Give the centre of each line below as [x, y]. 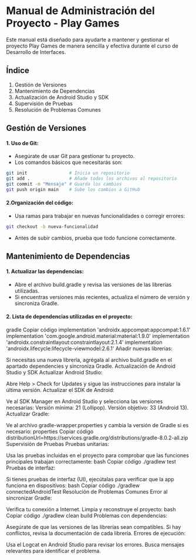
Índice [18, 71]
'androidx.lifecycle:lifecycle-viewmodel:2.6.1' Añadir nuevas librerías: [89, 348]
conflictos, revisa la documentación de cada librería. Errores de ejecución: [96, 533]
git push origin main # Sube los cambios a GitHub [73, 189]
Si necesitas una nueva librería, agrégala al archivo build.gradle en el [89, 360]
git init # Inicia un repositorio [68, 173]
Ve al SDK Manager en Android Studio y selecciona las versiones [85, 401]
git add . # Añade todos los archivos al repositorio [92, 179]
